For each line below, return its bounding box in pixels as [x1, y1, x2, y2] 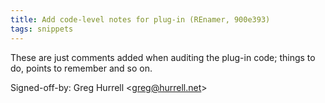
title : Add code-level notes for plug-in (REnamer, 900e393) [10, 14, 271, 25]
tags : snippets [10, 24, 74, 34]
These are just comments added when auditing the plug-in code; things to [10, 51, 316, 63]
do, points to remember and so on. [10, 62, 153, 74]
